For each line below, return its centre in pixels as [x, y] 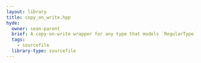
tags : [19, 40]
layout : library [26, 12]
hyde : [13, 23]
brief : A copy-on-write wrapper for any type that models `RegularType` [104, 34]
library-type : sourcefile [44, 51]
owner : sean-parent [36, 28]
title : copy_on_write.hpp [38, 17]
